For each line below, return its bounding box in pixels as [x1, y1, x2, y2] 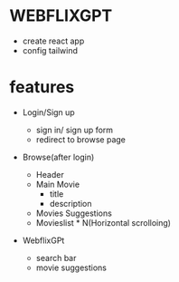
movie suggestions [35, 262, 107, 273]
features [9, 77, 75, 98]
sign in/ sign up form [35, 124, 114, 135]
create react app [22, 35, 85, 46]
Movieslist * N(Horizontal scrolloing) [35, 217, 172, 228]
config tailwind [22, 44, 79, 55]
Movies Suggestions [35, 208, 113, 219]
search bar [35, 252, 77, 263]
